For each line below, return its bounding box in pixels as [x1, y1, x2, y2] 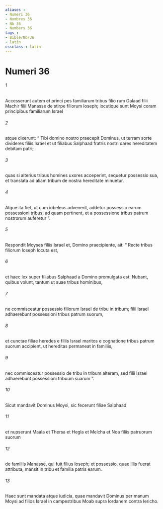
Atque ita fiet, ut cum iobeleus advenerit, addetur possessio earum [5, 204, 142, 210]
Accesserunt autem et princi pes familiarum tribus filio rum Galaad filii [5, 98, 148, 104]
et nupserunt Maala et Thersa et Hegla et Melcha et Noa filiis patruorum [5, 429, 153, 435]
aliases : [5, 7, 26, 12]
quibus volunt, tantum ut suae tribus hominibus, [5, 279, 103, 285]
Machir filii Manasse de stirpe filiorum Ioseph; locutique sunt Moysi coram [5, 103, 157, 109]
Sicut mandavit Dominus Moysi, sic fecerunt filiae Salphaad [5, 402, 127, 408]
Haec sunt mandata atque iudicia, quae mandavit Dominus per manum [5, 493, 149, 499]
